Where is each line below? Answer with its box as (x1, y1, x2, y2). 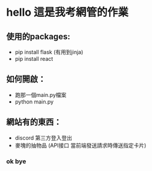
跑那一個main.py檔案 (14, 91, 67, 98)
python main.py (14, 98, 54, 105)
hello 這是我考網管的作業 (6, 5, 129, 19)
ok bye (6, 157, 26, 166)
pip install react (14, 55, 53, 62)
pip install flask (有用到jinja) (14, 49, 84, 55)
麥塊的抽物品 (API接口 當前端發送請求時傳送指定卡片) (14, 141, 147, 149)
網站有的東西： (6, 117, 62, 127)
